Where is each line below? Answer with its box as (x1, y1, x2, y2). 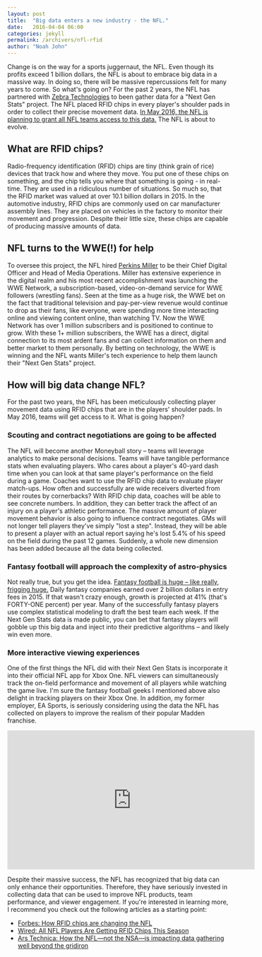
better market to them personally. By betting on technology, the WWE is (7, 343, 216, 352)
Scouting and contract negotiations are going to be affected (7, 430, 217, 440)
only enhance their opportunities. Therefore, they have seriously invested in (7, 883, 228, 891)
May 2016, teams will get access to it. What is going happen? (7, 412, 185, 421)
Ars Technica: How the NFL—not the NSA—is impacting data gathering (17, 934, 225, 943)
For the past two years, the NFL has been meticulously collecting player (7, 398, 216, 406)
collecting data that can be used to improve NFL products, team (7, 891, 193, 899)
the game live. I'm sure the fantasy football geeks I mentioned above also (7, 686, 220, 695)
